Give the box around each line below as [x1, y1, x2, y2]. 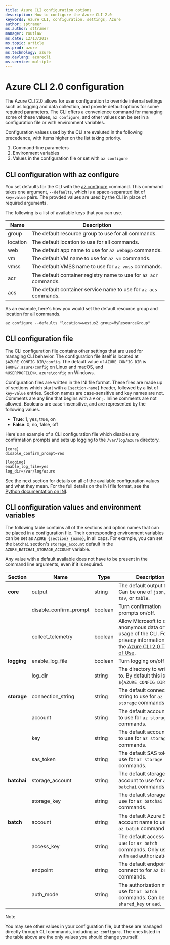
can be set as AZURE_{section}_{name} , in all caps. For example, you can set [5, 535, 163, 541]
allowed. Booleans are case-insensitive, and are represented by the [5, 400, 146, 407]
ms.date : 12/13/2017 [5, 36, 49, 41]
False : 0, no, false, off [12, 421, 58, 427]
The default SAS [118, 749, 158, 756]
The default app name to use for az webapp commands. [31, 247, 162, 254]
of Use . [118, 649, 136, 656]
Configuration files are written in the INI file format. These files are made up [5, 379, 163, 385]
